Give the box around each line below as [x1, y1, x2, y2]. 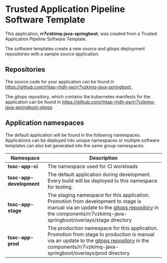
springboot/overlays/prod [47, 250, 108, 257]
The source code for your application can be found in [5, 78, 114, 84]
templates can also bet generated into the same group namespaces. [5, 142, 145, 148]
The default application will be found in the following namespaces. [5, 132, 141, 138]
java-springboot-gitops [5, 104, 53, 110]
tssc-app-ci [7, 163, 38, 170]
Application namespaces [5, 119, 84, 127]
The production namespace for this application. [47, 225, 158, 232]
